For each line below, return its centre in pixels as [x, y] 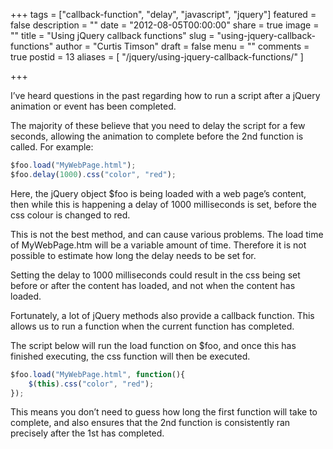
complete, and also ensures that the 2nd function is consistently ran [150, 423]
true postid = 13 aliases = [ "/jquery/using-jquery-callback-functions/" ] [157, 57]
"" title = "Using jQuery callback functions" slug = [112, 35]
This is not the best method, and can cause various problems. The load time [167, 234]
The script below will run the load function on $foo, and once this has [153, 345]
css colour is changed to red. [70, 215]
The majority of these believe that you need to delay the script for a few [158, 125]
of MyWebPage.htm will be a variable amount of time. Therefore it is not [158, 245]
